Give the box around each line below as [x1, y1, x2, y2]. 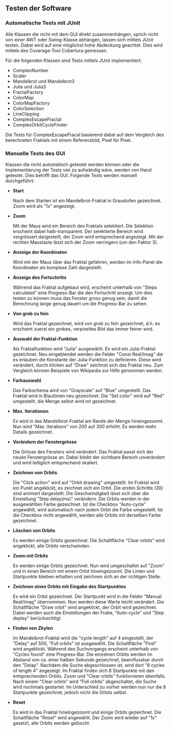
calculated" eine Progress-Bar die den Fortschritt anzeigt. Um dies [12, 289, 153, 296]
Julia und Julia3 [12, 83, 46, 90]
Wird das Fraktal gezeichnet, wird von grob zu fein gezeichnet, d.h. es [12, 320, 160, 327]
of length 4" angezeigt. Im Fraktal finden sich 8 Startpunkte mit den [12, 668, 155, 674]
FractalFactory [12, 89, 43, 95]
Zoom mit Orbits [12, 552, 48, 558]
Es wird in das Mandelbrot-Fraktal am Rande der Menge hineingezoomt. [12, 418, 164, 424]
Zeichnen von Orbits [12, 469, 58, 476]
